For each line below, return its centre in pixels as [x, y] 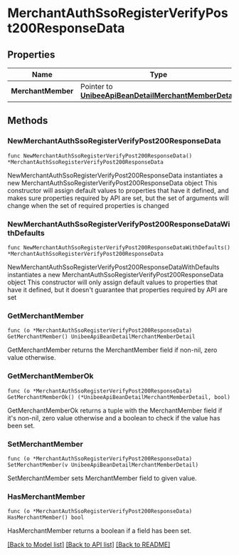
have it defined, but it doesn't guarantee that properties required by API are [117, 289]
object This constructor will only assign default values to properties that [113, 282]
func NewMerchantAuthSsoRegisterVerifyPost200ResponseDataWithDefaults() [119, 247]
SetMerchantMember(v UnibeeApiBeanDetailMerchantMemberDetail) [103, 465]
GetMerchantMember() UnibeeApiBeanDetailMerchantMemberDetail [101, 337]
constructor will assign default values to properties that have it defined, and [118, 190]
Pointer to [97, 87]
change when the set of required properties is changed [88, 205]
